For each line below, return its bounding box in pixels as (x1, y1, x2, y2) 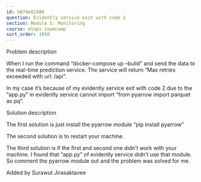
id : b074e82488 (6, 8, 45, 15)
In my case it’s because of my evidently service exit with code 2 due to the (6, 84, 193, 92)
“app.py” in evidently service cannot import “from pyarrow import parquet (6, 91, 191, 98)
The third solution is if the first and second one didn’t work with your (6, 144, 177, 152)
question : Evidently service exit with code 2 (6, 15, 126, 21)
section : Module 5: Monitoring (6, 20, 85, 26)
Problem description (6, 48, 57, 55)
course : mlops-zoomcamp (6, 25, 67, 32)
